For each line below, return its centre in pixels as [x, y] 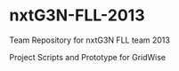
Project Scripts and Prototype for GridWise [88, 57]
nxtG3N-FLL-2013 [77, 16]
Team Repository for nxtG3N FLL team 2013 [90, 40]
